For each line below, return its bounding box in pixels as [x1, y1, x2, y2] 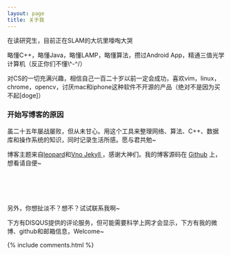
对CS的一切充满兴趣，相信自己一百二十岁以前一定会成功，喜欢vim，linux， [7, 74, 221, 82]
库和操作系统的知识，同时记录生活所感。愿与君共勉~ [7, 135, 157, 144]
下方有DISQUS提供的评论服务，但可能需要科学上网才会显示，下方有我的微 [7, 218, 217, 227]
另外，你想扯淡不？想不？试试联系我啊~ [7, 203, 121, 212]
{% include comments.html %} [7, 241, 94, 249]
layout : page [7, 10, 45, 17]
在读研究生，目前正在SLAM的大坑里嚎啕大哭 [7, 36, 133, 45]
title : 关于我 [7, 16, 45, 23]
